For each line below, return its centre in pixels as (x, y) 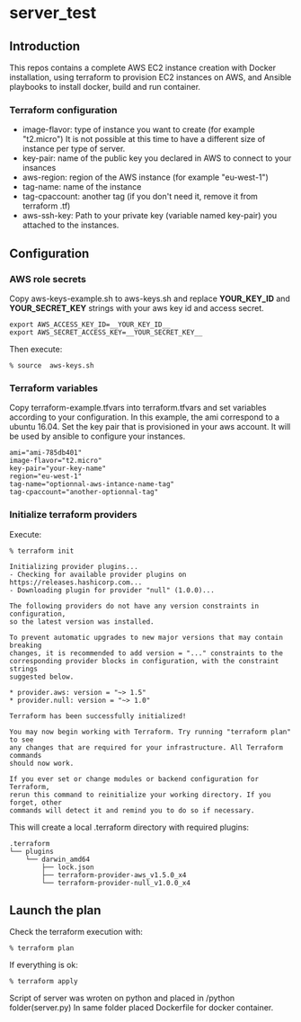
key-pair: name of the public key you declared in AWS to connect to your (157, 158)
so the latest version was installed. (82, 622)
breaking (26, 645)
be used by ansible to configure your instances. (97, 436)
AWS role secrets (48, 279)
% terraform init (42, 551)
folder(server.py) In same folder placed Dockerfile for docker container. (142, 1008)
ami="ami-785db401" (46, 453)
